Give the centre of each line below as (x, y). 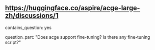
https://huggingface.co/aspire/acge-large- (73, 8)
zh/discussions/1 (32, 16)
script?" (13, 42)
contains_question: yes (28, 27)
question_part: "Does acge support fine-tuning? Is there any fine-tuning (78, 37)
